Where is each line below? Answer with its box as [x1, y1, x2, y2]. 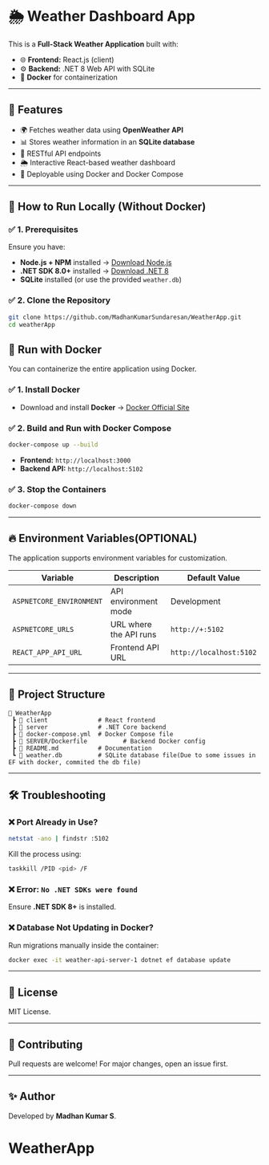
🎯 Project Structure [8, 688, 106, 702]
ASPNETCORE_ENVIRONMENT [12, 597, 103, 605]
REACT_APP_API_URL [12, 648, 82, 657]
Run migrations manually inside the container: [8, 940, 159, 950]
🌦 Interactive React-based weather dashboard [19, 157, 176, 167]
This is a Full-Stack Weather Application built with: [8, 39, 179, 49]
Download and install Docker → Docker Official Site [19, 402, 190, 412]
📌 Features [8, 103, 63, 117]
